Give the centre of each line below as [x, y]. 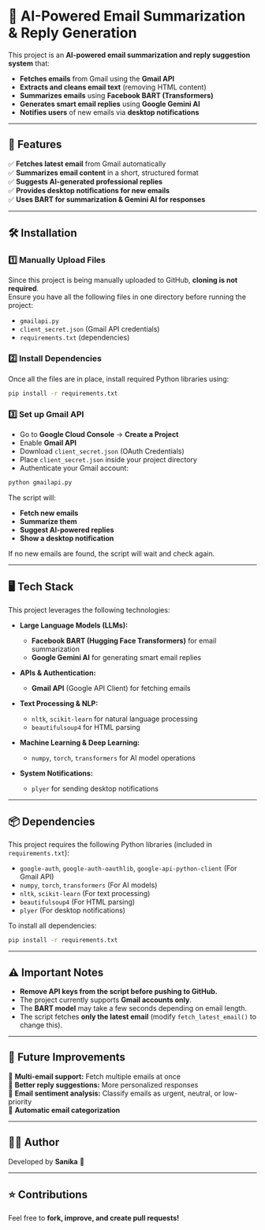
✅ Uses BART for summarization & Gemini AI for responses [107, 199]
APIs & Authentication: [58, 673]
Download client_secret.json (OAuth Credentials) [102, 451]
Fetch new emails [49, 513]
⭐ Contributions [48, 1195]
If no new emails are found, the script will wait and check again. [112, 553]
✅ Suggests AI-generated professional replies [86, 181]
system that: [29, 63]
